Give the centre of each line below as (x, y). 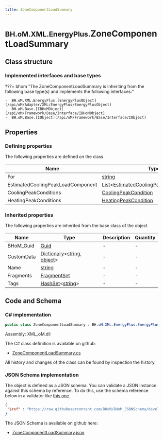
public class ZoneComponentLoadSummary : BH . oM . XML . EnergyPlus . (71, 325)
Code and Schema (33, 301)
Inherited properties (29, 215)
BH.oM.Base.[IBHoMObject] (38, 109)
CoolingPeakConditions (34, 193)
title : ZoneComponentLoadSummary (39, 9)
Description (116, 238)
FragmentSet (55, 276)
